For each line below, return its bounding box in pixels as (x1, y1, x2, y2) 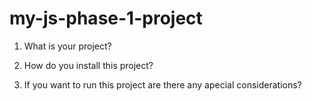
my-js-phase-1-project (9, 7, 203, 30)
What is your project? (23, 40, 112, 52)
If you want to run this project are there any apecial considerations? (23, 78, 302, 91)
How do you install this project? (23, 59, 154, 71)
